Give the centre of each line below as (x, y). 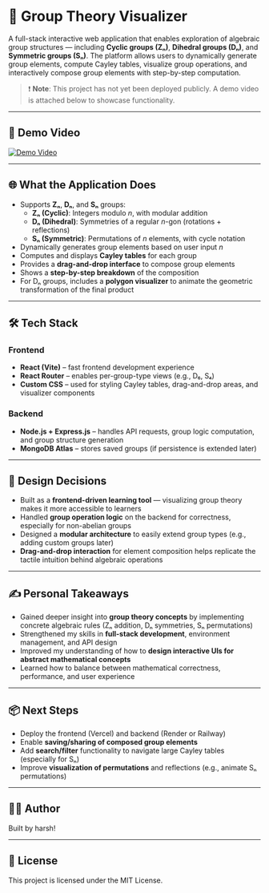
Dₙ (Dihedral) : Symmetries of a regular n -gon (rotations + (126, 221)
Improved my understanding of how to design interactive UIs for (127, 651)
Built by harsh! (32, 828)
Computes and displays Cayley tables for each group (108, 255)
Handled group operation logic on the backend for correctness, (125, 517)
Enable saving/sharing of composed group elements (109, 741)
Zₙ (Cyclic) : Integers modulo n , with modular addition (120, 212)
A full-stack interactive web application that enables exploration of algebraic (134, 38)
